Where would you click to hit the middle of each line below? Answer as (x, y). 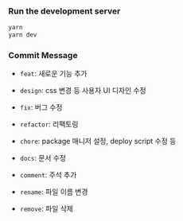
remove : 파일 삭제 (47, 209)
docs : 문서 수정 (43, 158)
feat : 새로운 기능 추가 (53, 74)
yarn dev (23, 35)
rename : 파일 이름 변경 (54, 192)
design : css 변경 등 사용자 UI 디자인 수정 (83, 91)
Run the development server (64, 11)
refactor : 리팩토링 (49, 124)
